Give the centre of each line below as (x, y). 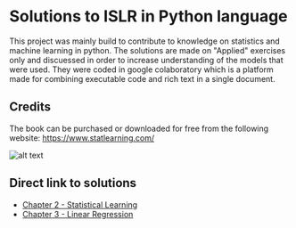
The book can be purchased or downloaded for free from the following (139, 128)
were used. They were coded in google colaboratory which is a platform (141, 69)
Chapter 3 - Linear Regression (78, 214)
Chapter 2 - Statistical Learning (80, 204)
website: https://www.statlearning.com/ (82, 138)
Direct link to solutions (73, 183)
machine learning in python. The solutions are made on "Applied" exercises (148, 50)
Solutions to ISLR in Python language (148, 16)
